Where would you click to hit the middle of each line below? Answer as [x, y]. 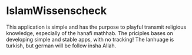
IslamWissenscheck [57, 11]
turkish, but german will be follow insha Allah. [61, 46]
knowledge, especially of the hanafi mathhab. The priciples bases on [90, 33]
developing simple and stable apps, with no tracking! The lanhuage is [90, 39]
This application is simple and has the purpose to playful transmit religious [96, 27]
